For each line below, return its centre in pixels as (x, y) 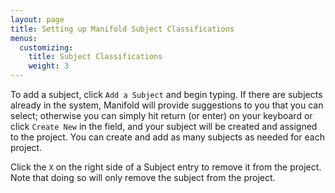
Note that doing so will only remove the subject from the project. (143, 177)
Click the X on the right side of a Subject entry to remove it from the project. (166, 167)
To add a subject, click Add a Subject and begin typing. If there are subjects (166, 94)
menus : (24, 38)
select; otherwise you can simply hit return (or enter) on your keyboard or (161, 115)
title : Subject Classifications (95, 57)
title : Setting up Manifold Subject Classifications (122, 29)
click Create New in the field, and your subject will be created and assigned (164, 126)
